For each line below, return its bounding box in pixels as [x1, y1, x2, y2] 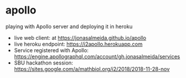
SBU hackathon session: [13, 59, 73, 66]
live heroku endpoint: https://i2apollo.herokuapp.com [13, 40, 143, 48]
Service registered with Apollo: [13, 46, 89, 53]
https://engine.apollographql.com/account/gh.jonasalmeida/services [13, 53, 180, 60]
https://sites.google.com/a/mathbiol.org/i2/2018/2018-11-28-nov [13, 65, 170, 72]
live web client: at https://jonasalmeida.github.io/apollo [13, 34, 147, 41]
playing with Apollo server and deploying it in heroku [5, 23, 133, 30]
